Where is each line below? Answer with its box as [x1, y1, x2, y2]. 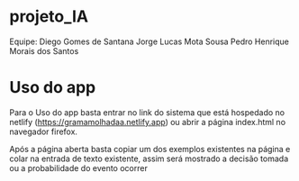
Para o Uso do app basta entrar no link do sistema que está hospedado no [9, 106, 285, 118]
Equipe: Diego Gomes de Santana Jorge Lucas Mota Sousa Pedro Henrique [9, 36, 290, 47]
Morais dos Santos [9, 45, 79, 56]
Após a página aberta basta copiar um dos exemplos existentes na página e [9, 143, 291, 154]
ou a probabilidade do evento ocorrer [9, 162, 149, 173]
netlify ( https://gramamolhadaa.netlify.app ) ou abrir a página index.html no [9, 116, 286, 127]
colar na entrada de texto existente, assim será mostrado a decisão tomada [9, 153, 289, 164]
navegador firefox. [9, 126, 78, 137]
